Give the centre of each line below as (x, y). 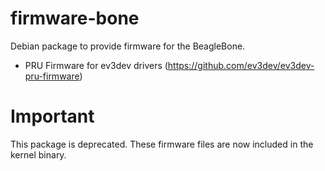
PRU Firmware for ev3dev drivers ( (96, 65)
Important (52, 116)
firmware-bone (75, 18)
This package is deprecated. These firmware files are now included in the (162, 144)
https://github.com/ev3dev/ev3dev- (241, 65)
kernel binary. (38, 154)
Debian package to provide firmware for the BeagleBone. (128, 46)
